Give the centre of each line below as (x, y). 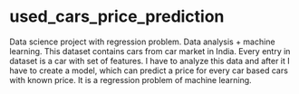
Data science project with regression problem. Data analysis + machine (142, 42)
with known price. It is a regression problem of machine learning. (130, 80)
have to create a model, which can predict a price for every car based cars (149, 70)
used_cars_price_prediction (117, 17)
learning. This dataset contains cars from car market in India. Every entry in (150, 51)
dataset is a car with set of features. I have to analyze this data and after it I (149, 61)
